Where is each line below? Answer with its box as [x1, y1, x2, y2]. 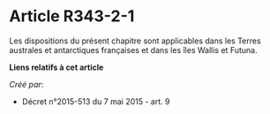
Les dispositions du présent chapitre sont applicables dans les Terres [9, 35, 262, 46]
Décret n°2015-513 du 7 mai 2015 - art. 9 [21, 95, 170, 107]
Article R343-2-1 [9, 6, 135, 27]
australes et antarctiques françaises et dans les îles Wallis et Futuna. [9, 44, 258, 55]
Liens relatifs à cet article [9, 62, 104, 72]
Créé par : [9, 79, 44, 89]
